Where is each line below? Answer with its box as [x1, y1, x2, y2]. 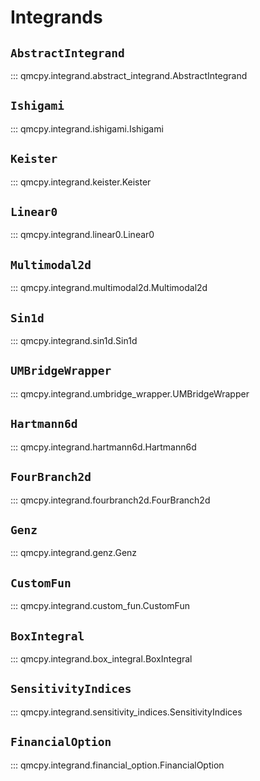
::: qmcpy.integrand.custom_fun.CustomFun [10, 600, 190, 612]
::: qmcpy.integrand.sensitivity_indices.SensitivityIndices [10, 706, 243, 718]
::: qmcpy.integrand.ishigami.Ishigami [10, 122, 164, 135]
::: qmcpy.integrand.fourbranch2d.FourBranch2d [10, 494, 211, 506]
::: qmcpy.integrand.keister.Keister [10, 176, 152, 188]
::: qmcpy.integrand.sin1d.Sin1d [10, 335, 138, 347]
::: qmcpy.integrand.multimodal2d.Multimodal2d [10, 282, 208, 294]
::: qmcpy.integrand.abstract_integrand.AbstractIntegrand [10, 70, 248, 81]
